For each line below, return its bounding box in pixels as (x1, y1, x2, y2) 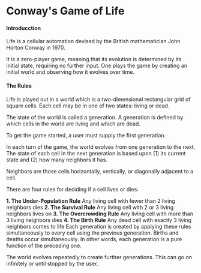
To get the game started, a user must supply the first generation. (6, 131, 166, 139)
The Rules (6, 82, 32, 89)
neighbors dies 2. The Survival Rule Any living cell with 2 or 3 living (6, 203, 174, 211)
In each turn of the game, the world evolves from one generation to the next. (6, 143, 196, 151)
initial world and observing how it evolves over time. (6, 68, 135, 76)
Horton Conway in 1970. (6, 44, 66, 52)
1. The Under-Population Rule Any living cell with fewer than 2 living (6, 197, 176, 205)
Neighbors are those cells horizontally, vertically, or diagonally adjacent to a (6, 167, 194, 175)
